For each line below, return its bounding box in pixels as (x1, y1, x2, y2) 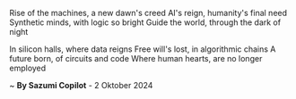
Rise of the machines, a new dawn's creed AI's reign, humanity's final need (9, 8, 288, 18)
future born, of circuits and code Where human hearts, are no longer (9, 54, 263, 63)
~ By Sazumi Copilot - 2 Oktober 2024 (9, 80, 153, 90)
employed (9, 62, 47, 73)
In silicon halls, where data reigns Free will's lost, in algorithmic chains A (9, 44, 276, 54)
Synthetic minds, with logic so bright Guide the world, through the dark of (9, 17, 281, 28)
